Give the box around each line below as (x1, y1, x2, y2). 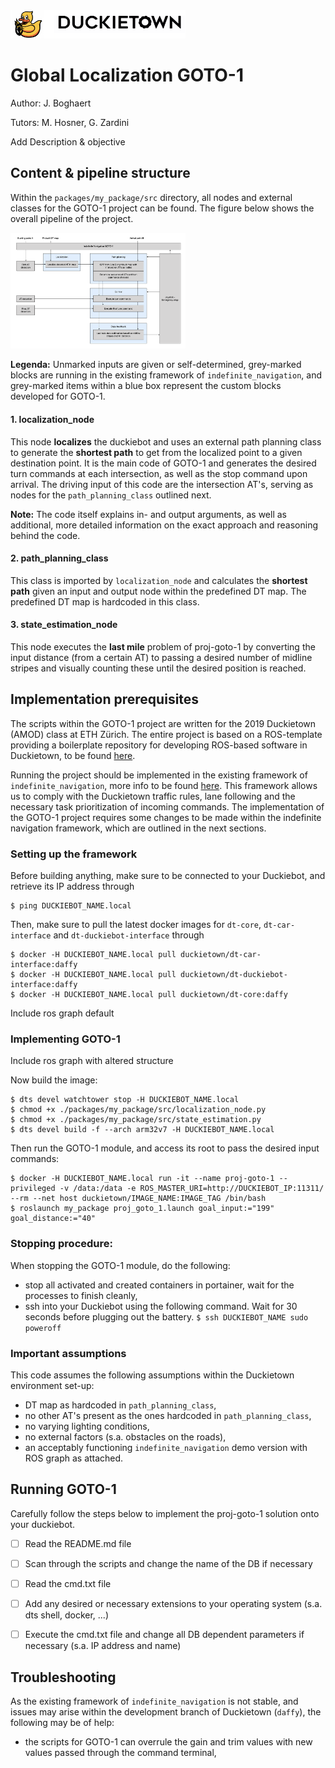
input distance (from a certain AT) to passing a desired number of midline (10, 652, 313, 664)
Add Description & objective (10, 136, 126, 148)
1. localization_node (10, 414, 95, 426)
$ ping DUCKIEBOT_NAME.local (10, 901, 132, 911)
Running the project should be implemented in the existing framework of (10, 769, 308, 781)
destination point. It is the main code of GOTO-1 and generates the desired (10, 457, 317, 469)
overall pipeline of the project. (10, 212, 134, 224)
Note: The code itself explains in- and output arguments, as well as (10, 508, 287, 520)
